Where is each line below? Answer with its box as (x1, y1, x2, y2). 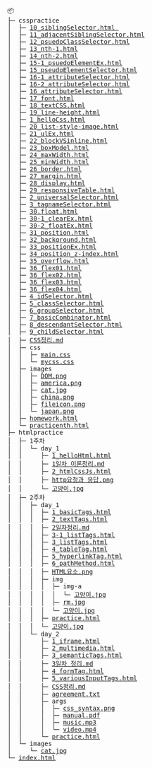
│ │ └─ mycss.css (7, 358, 75, 366)
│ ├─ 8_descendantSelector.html (7, 321, 123, 328)
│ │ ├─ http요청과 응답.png (7, 476, 114, 484)
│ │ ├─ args (7, 697, 67, 705)
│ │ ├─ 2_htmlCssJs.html (7, 467, 112, 475)
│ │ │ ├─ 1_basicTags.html (7, 508, 112, 516)
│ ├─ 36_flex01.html (7, 264, 82, 272)
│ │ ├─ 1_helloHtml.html (7, 452, 112, 459)
